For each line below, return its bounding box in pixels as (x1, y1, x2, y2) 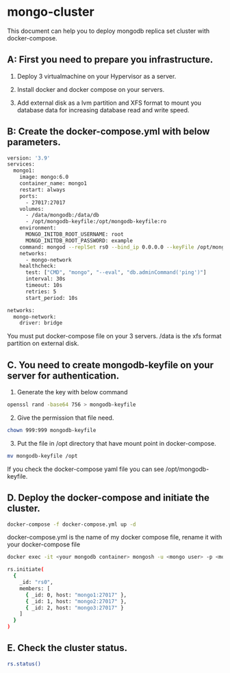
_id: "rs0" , (19, 579, 53, 586)
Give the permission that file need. (16, 414, 114, 422)
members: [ (19, 585, 51, 592)
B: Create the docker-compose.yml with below (7, 126, 210, 138)
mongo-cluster (7, 4, 94, 20)
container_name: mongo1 (19, 180, 88, 187)
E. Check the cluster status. (7, 642, 128, 654)
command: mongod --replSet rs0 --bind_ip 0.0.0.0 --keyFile (19, 244, 194, 251)
